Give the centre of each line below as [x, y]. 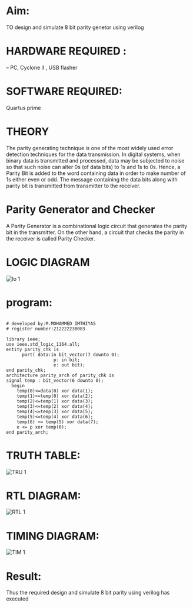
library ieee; [24, 339]
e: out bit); [69, 365]
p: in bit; [67, 360]
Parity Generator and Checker [81, 210]
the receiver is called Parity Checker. [51, 238]
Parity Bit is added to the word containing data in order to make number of [96, 173]
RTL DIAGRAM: [44, 496]
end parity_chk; [26, 370]
